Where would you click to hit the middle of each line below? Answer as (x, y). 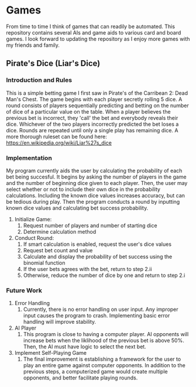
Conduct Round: (34, 238)
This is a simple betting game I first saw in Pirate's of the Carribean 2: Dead (97, 93)
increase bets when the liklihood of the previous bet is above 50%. (104, 341)
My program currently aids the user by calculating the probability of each (94, 170)
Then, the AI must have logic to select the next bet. (85, 347)
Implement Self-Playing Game (50, 353)
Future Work (24, 290)
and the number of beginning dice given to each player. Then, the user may (97, 183)
